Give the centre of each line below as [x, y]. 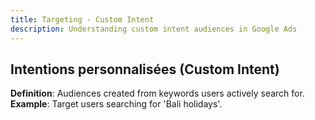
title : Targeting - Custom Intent [82, 19]
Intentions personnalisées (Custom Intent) [145, 69]
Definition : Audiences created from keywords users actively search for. [157, 93]
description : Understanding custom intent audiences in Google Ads [154, 29]
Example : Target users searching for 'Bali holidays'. [116, 104]
